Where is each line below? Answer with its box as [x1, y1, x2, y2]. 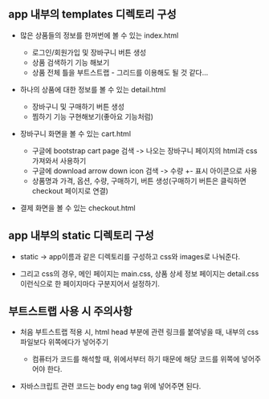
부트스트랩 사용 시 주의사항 [8, 304, 132, 319]
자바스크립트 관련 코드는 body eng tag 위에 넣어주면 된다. [19, 381, 202, 391]
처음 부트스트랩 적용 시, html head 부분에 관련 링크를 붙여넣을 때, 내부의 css [19, 328, 259, 337]
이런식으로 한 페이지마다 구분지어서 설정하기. [19, 279, 161, 288]
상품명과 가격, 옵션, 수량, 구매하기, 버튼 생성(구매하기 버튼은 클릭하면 [31, 176, 247, 185]
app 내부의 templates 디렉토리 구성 [8, 7, 177, 22]
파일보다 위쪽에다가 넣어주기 [19, 337, 109, 347]
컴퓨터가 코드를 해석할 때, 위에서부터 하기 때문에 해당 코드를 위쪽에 [31, 354, 240, 364]
